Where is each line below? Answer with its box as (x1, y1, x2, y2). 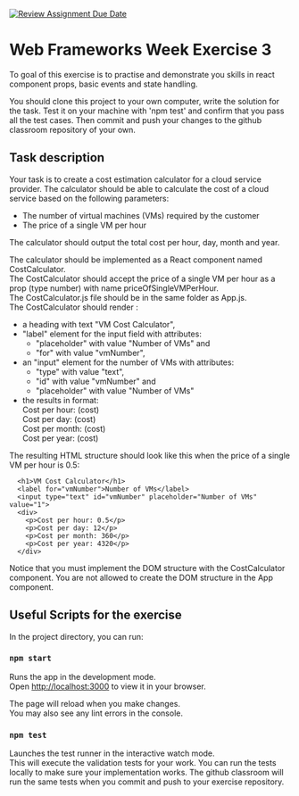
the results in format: (21, 394, 99, 405)
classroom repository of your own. (9, 124, 137, 135)
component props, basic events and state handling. (9, 79, 198, 89)
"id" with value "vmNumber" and (35, 376, 156, 386)
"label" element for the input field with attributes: (21, 328, 203, 339)
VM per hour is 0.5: (9, 460, 80, 470)
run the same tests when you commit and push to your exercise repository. (9, 776, 285, 787)
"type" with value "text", (35, 366, 125, 377)
